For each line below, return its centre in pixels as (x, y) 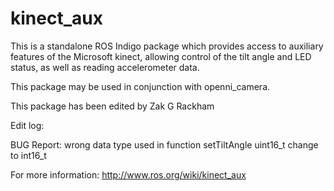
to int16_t (28, 155)
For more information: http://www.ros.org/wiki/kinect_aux (128, 174)
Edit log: (27, 125)
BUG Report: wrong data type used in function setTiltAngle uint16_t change (164, 144)
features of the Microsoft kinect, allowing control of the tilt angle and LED (161, 56)
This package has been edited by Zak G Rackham (112, 106)
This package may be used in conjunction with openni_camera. (140, 86)
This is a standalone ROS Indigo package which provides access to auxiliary (167, 46)
